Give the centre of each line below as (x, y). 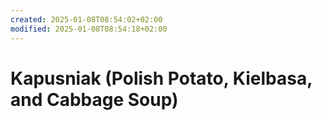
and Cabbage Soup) (94, 99)
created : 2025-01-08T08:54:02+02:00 (86, 19)
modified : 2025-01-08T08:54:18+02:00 (89, 29)
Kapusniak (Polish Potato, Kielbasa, (161, 78)
